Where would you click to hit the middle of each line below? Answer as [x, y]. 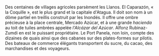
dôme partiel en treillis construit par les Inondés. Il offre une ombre [72, 17]
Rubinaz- [138, 28]
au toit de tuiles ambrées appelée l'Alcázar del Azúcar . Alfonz [67, 28]
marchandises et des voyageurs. [38, 48]
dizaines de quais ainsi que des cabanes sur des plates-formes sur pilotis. [79, 38]
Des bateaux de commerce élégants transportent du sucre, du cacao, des [79, 43]
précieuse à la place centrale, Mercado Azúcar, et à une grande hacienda [79, 22]
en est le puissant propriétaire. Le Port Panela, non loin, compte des [86, 33]
